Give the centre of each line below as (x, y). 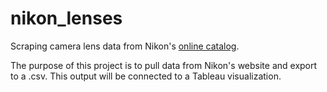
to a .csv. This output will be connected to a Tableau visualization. (146, 76)
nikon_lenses (66, 18)
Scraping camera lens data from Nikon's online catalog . (125, 46)
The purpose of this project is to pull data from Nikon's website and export (164, 65)
